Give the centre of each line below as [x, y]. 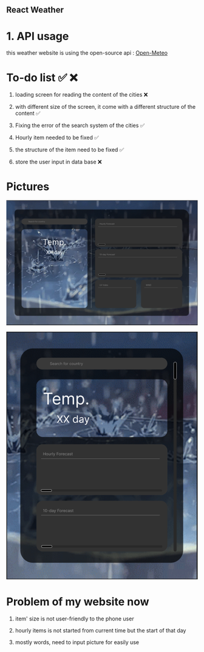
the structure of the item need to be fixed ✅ [70, 150]
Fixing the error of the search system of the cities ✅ [80, 125]
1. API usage [38, 36]
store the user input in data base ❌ [58, 162]
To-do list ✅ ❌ [42, 77]
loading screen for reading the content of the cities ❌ [81, 95]
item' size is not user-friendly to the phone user [75, 619]
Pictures [28, 187]
